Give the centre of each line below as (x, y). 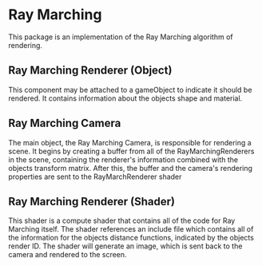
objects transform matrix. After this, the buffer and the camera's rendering (131, 168)
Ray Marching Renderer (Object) (90, 71)
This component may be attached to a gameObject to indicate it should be (130, 89)
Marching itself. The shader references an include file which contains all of (131, 229)
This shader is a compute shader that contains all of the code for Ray (122, 220)
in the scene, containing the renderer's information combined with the (123, 159)
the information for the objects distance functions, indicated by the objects (131, 238)
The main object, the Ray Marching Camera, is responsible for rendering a (130, 142)
